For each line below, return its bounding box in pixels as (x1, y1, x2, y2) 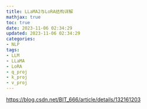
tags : (6, 47, 19, 53)
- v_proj (6, 80, 28, 86)
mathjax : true (6, 14, 41, 20)
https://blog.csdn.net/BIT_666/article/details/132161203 (6, 96, 141, 103)
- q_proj (6, 69, 28, 75)
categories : (6, 36, 35, 42)
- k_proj (6, 74, 28, 80)
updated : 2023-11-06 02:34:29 (6, 31, 81, 37)
